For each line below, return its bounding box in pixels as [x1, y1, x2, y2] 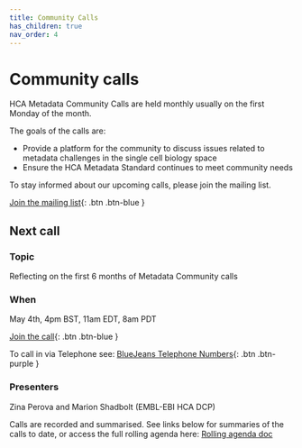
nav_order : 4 [9, 30, 59, 39]
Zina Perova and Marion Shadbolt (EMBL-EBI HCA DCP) [9, 401, 216, 412]
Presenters [9, 380, 59, 393]
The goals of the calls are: [9, 125, 106, 136]
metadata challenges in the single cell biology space [22, 152, 218, 163]
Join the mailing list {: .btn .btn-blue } [9, 197, 146, 208]
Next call [9, 223, 60, 239]
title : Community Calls [9, 13, 99, 23]
